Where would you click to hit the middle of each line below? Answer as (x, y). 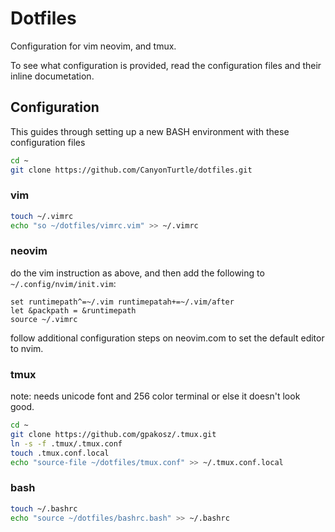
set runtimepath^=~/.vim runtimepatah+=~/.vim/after (122, 302)
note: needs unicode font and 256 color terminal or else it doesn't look (155, 396)
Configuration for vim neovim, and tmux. (93, 46)
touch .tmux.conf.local (60, 453)
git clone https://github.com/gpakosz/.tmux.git (113, 435)
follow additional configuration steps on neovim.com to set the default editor (167, 338)
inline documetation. (52, 76)
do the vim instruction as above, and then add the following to (137, 273)
